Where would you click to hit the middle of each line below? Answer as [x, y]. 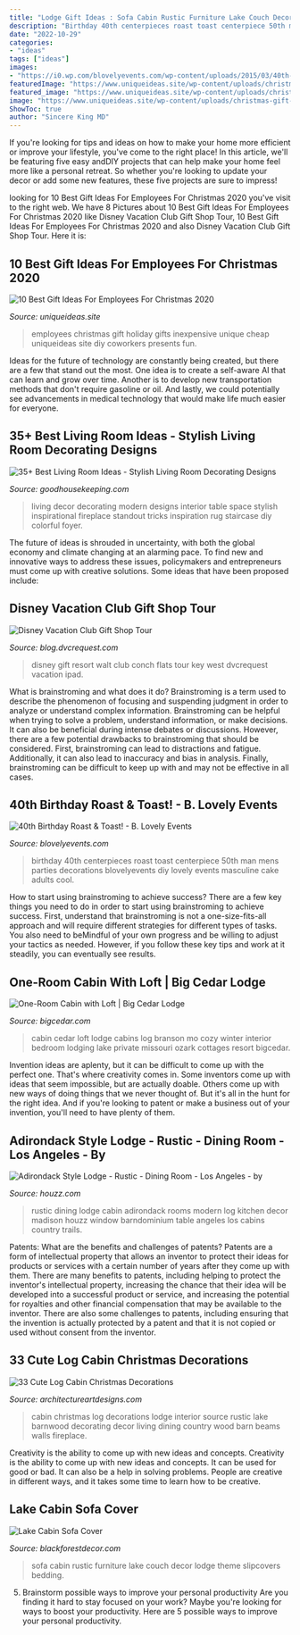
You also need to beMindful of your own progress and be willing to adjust [144, 935]
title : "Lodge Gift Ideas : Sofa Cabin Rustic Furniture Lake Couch [139, 17]
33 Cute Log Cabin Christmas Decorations [129, 1360]
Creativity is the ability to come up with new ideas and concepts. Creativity [147, 1453]
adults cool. [53, 880]
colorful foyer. [57, 525]
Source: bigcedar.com [50, 1021]
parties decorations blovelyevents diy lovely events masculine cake [155, 871]
